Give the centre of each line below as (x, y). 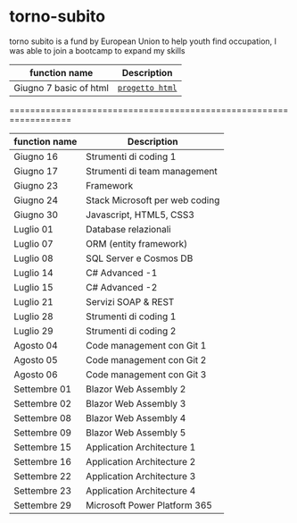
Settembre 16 (43, 461)
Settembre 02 (43, 403)
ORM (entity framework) (137, 243)
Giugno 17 (36, 171)
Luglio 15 (33, 287)
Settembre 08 (43, 418)
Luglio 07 (33, 243)
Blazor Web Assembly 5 (136, 433)
